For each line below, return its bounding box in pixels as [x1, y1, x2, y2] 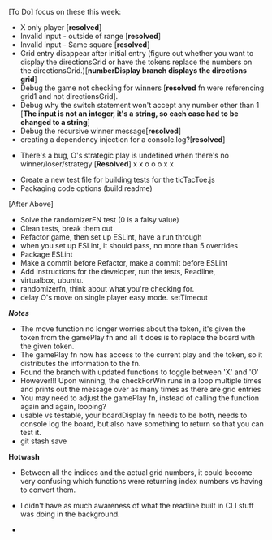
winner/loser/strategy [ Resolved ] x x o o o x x [19, 159, 175, 169]
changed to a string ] [19, 118, 91, 127]
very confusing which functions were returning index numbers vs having [19, 477, 264, 486]
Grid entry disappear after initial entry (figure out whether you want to [19, 49, 254, 58]
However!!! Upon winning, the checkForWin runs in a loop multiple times [19, 376, 262, 385]
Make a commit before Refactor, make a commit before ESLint [19, 258, 228, 267]
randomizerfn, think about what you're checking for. [19, 284, 195, 293]
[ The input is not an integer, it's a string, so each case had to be [19, 109, 239, 119]
